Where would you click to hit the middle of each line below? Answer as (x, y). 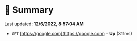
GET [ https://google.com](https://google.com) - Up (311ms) (72, 33)
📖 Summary (29, 10)
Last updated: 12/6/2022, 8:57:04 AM (44, 24)
